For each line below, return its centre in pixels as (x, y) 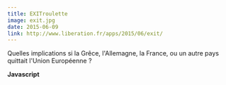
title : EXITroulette (38, 14)
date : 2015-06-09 (33, 27)
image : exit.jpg (31, 20)
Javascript (24, 74)
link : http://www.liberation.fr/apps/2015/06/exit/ (85, 33)
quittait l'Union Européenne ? (50, 61)
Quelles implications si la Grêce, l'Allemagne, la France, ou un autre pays (113, 53)
